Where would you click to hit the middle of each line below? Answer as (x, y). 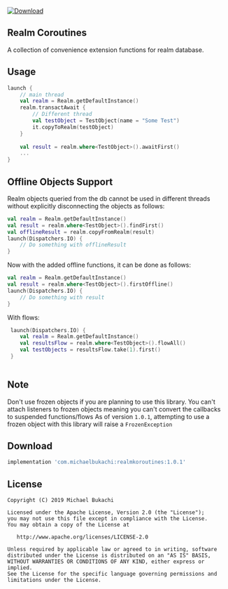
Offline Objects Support (60, 181)
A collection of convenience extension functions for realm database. (106, 50)
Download (30, 446)
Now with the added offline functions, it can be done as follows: (99, 265)
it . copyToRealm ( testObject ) (73, 127)
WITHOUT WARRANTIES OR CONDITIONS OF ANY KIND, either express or (106, 562)
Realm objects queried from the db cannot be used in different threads (109, 198)
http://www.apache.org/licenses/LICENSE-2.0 (83, 537)
